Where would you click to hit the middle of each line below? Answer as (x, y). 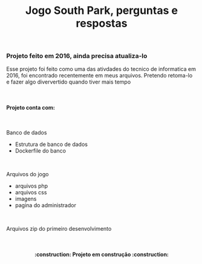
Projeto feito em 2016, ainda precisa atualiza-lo (77, 56)
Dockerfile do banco (41, 151)
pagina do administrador (46, 205)
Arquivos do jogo (28, 174)
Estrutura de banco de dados (51, 144)
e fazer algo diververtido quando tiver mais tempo (69, 82)
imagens (26, 199)
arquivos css (31, 193)
